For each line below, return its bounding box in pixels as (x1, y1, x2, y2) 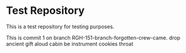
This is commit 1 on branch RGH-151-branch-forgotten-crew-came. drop (6, 34, 181, 41)
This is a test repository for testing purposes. (6, 23, 115, 30)
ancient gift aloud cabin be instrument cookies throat (6, 40, 133, 47)
